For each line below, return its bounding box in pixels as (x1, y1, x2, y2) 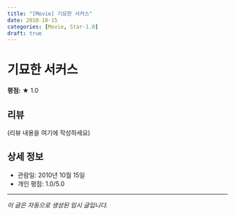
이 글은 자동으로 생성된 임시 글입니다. (7, 200, 108, 209)
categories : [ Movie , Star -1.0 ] (7, 23, 99, 30)
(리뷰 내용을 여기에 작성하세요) (7, 128, 91, 137)
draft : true (7, 29, 42, 37)
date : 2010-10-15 (7, 17, 58, 24)
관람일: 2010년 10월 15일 (17, 170, 85, 179)
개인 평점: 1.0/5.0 (17, 179, 65, 188)
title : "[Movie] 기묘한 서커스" (7, 10, 93, 17)
